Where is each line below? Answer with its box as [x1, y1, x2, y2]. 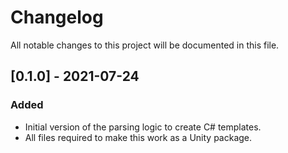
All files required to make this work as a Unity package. [24, 131, 253, 143]
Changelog [10, 6, 104, 29]
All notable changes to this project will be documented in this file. [10, 39, 280, 51]
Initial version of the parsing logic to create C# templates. [24, 121, 262, 133]
